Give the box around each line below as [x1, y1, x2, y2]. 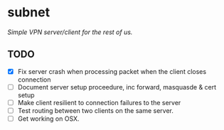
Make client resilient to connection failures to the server [17, 98, 181, 107]
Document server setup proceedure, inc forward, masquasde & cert [17, 82, 217, 91]
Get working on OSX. [17, 114, 80, 123]
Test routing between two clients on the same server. [17, 106, 174, 114]
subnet [7, 4, 50, 21]
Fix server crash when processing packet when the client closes [17, 67, 207, 75]
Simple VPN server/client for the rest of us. [7, 28, 133, 36]
